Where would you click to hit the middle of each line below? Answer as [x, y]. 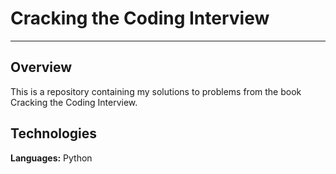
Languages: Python [51, 158]
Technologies [54, 133]
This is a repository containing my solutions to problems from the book [156, 91]
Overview [41, 67]
